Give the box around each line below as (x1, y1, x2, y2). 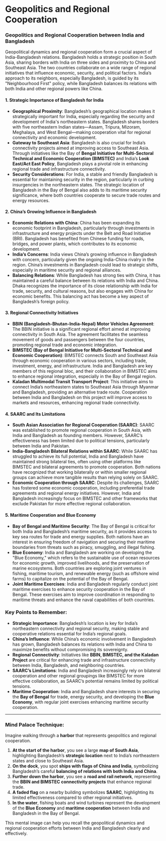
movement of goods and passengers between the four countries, (12, 337, 145, 343)
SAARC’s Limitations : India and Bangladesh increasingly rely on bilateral (12, 667, 161, 673)
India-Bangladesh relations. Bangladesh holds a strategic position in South (5, 54, 157, 60)
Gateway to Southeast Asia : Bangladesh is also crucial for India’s (12, 139, 146, 145)
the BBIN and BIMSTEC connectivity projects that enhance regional (12, 779, 152, 785)
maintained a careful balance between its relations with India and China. (12, 277, 159, 283)
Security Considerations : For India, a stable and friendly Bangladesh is (12, 171, 158, 177)
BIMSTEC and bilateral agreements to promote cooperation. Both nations (12, 464, 161, 470)
